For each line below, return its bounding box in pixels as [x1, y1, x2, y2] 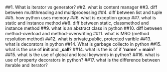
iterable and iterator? [5, 62, 48, 68]
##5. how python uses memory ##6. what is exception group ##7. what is [5, 15, 156, 20]
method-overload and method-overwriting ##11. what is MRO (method [5, 31, 150, 36]
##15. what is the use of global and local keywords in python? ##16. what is [5, 52, 160, 58]
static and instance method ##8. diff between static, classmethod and [5, 20, 149, 26]
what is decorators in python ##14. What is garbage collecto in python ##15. [5, 41, 162, 47]
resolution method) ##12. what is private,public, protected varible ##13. [5, 36, 152, 42]
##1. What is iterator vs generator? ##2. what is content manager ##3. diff [5, 4, 158, 10]
